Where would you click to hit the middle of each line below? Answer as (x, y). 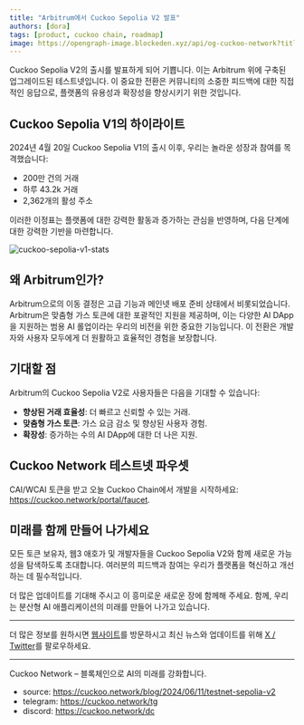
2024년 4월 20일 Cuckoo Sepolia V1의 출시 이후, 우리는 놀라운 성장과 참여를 (146, 148)
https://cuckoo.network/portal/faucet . (80, 499)
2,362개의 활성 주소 (57, 201)
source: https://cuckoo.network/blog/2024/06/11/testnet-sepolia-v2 (149, 692)
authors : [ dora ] (40, 26)
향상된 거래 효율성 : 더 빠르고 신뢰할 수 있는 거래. (106, 411)
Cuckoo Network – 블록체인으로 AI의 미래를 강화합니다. (108, 674)
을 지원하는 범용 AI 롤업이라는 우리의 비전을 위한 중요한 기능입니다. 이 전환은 (143, 326)
